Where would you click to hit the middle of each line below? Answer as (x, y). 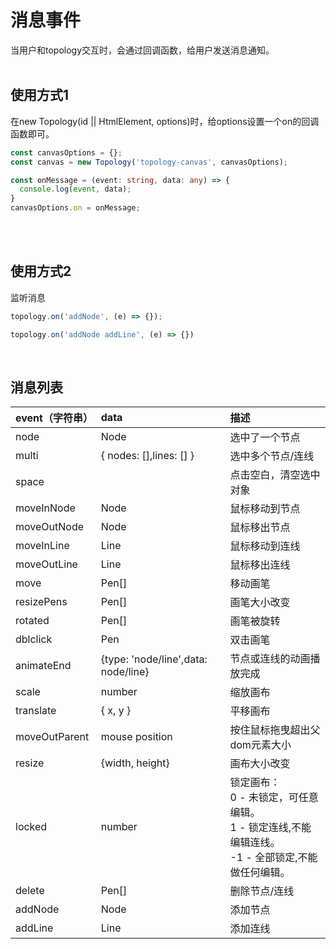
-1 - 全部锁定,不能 (273, 858)
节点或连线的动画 (270, 659)
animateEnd (43, 666)
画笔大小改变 (260, 603)
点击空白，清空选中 (275, 475)
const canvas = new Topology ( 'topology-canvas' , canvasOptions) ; (149, 162)
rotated (32, 621)
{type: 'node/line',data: (154, 659)
